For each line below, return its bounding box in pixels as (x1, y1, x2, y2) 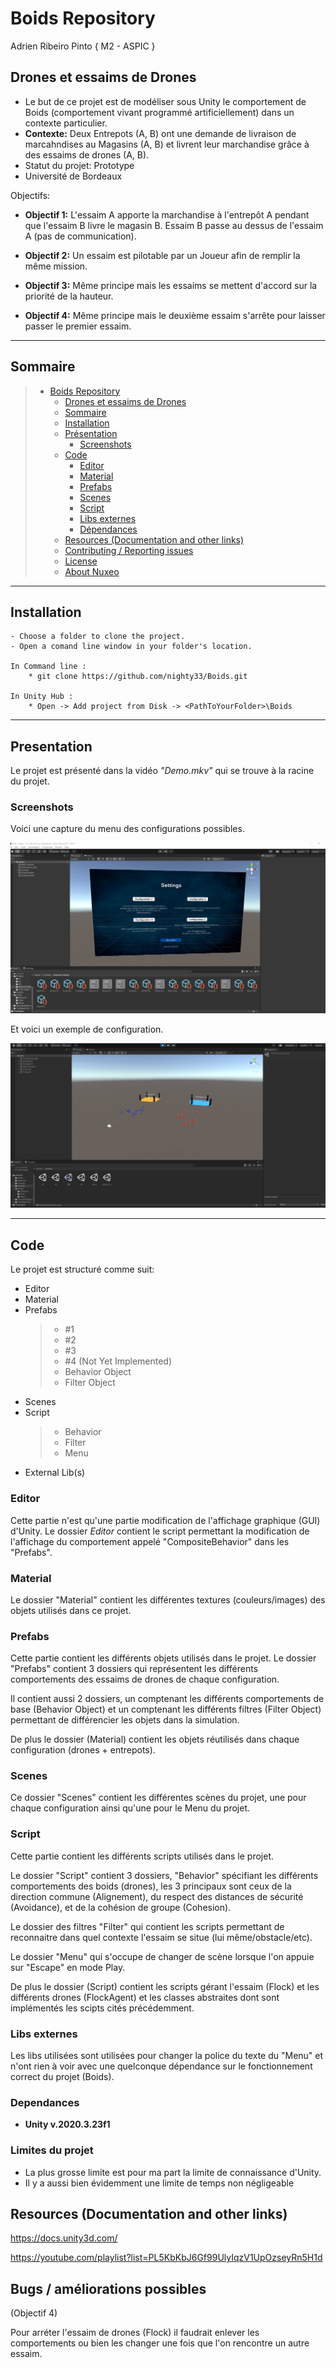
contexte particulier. (24, 117, 108, 129)
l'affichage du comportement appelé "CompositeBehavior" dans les (10, 1535, 290, 1547)
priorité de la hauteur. (24, 290, 114, 302)
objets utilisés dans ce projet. (10, 1604, 132, 1616)
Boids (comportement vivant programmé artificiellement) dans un (24, 106, 295, 118)
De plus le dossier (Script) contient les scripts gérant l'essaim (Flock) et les (10, 1980, 320, 1992)
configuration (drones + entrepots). (10, 1744, 156, 1756)
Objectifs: (10, 189, 51, 201)
